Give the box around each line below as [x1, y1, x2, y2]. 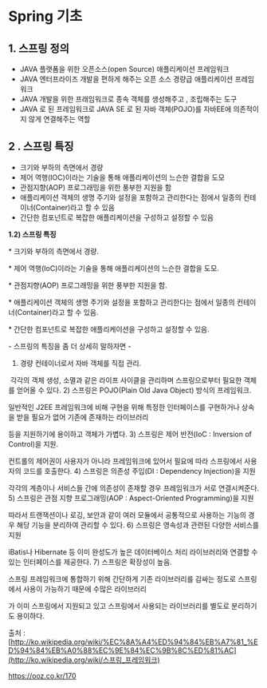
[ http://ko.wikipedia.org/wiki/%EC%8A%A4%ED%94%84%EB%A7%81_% [8, 637, 254, 646]
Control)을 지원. [8, 439, 59, 448]
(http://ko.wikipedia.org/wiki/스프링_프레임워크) [8, 654, 161, 664]
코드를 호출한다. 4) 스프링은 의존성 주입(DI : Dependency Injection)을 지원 [22, 466, 257, 475]
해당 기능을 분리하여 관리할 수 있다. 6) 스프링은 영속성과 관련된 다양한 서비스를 [16, 520, 259, 530]
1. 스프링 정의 [8, 42, 69, 55]
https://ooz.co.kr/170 [8, 670, 77, 680]
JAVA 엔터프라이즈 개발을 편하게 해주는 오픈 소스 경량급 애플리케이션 [19, 74, 234, 84]
